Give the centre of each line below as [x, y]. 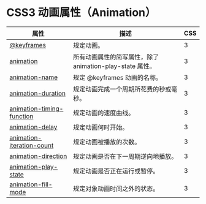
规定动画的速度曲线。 [104, 113]
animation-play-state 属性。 [115, 66]
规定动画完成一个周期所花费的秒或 [122, 89]
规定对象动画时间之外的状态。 [116, 189]
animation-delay [33, 127]
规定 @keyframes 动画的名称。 [118, 77]
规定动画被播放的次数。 [107, 142]
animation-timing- [36, 108]
